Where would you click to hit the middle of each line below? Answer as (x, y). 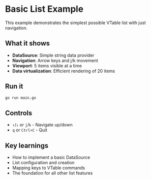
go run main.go (21, 98)
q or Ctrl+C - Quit (30, 130)
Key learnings (27, 145)
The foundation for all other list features (52, 173)
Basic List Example (44, 9)
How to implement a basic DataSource (51, 157)
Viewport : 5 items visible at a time (47, 65)
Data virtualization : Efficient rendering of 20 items (63, 71)
